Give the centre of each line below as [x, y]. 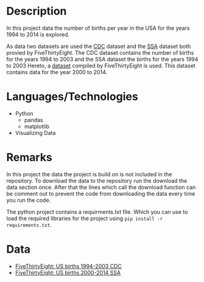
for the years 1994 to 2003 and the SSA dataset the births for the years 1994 [102, 59]
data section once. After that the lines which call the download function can [101, 187]
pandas [34, 120]
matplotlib [37, 126]
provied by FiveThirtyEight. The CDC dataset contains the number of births [100, 52]
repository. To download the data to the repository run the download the [97, 181]
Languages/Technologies [72, 97]
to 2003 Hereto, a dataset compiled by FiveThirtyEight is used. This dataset [101, 66]
